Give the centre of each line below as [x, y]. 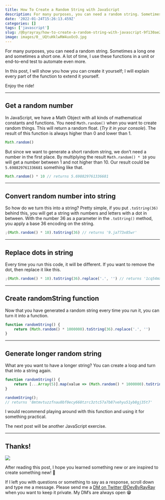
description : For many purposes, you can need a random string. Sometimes [83, 14]
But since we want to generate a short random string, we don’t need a [76, 152]
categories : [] [21, 23]
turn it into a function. [27, 315]
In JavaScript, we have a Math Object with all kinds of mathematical [74, 117]
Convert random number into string [61, 196]
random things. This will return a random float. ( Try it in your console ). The [81, 128]
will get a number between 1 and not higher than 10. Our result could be [77, 162]
